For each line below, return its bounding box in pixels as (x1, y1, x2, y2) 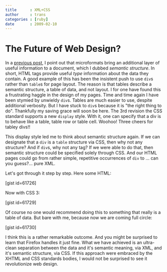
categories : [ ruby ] (5, 17, 49, 22)
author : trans (5, 12, 46, 17)
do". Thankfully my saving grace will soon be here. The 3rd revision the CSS (5, 108, 162, 114)
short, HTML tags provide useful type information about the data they (5, 71, 149, 77)
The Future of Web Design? (5, 43, 121, 54)
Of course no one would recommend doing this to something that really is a (5, 210, 161, 216)
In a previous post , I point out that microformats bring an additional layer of (5, 60, 160, 66)
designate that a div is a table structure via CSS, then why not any (5, 139, 143, 145)
